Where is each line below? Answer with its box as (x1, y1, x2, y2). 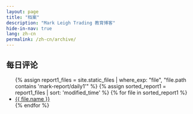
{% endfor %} (14, 101, 50, 109)
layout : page (6, 8, 39, 15)
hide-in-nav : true (6, 25, 52, 32)
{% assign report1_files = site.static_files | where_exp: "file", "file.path (14, 76, 187, 84)
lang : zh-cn (6, 31, 36, 37)
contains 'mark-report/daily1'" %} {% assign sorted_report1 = (14, 82, 167, 90)
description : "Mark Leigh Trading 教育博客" (6, 20, 116, 26)
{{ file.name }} (14, 95, 50, 102)
